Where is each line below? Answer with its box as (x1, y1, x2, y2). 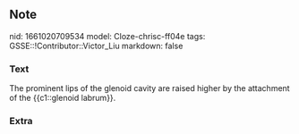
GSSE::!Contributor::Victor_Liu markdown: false (9, 40, 184, 51)
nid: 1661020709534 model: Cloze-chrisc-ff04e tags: (9, 30, 206, 41)
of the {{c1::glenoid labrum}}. (9, 93, 116, 104)
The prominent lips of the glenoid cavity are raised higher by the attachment (9, 83, 290, 94)
